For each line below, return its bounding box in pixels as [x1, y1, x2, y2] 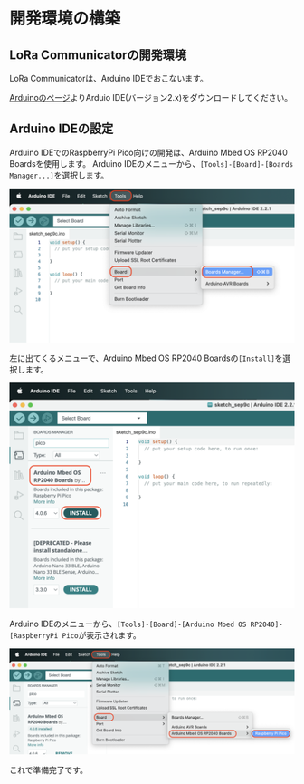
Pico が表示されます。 [62, 630, 142, 641]
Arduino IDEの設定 [9, 121, 114, 137]
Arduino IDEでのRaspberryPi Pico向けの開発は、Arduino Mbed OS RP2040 [9, 147, 288, 158]
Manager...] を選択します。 [9, 169, 109, 180]
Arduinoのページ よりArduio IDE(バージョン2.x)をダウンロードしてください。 [9, 92, 292, 102]
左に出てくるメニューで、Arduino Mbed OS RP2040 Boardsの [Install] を [9, 353, 283, 363]
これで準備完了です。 [9, 764, 89, 775]
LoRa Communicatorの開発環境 [9, 47, 187, 63]
